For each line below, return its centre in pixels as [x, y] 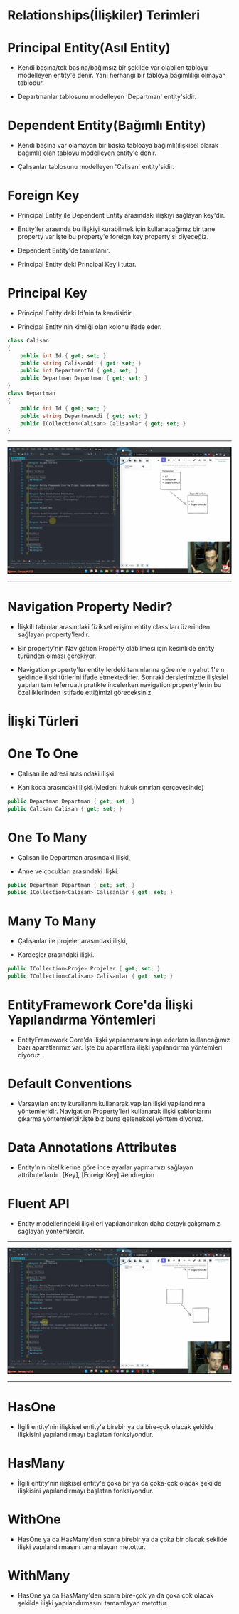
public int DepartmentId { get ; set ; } [79, 371]
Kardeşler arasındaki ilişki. [56, 955]
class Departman [31, 394]
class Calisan [28, 340]
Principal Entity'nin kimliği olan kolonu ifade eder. [90, 326]
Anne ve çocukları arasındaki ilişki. [68, 871]
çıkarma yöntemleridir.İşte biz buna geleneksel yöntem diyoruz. [111, 1118]
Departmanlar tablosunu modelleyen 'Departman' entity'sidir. [107, 97]
